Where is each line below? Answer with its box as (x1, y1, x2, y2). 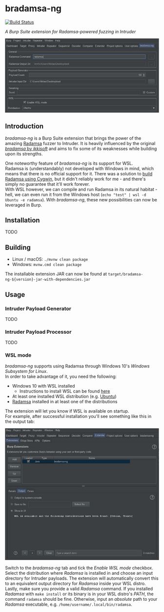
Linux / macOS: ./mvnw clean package (12, 256, 88, 262)
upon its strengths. (5, 150, 43, 157)
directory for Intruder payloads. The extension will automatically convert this (5, 575, 159, 581)
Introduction (5, 122, 44, 130)
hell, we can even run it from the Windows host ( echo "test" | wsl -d (5, 192, 146, 197)
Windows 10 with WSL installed (12, 383, 75, 389)
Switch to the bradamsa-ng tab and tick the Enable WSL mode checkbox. (5, 565, 153, 571)
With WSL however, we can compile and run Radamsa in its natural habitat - (5, 186, 158, 192)
